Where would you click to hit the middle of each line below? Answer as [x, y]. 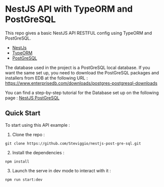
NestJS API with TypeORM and [69, 9]
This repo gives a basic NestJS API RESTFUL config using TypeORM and [79, 33]
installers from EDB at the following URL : [47, 78]
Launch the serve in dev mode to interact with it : [61, 170]
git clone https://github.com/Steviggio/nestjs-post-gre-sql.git [73, 143]
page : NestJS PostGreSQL [32, 98]
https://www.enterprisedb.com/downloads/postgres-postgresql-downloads [81, 83]
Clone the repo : [28, 134]
